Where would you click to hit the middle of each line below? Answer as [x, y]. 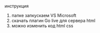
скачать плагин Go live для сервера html [53, 21]
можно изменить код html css [42, 26]
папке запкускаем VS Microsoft [44, 15]
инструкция [17, 6]
